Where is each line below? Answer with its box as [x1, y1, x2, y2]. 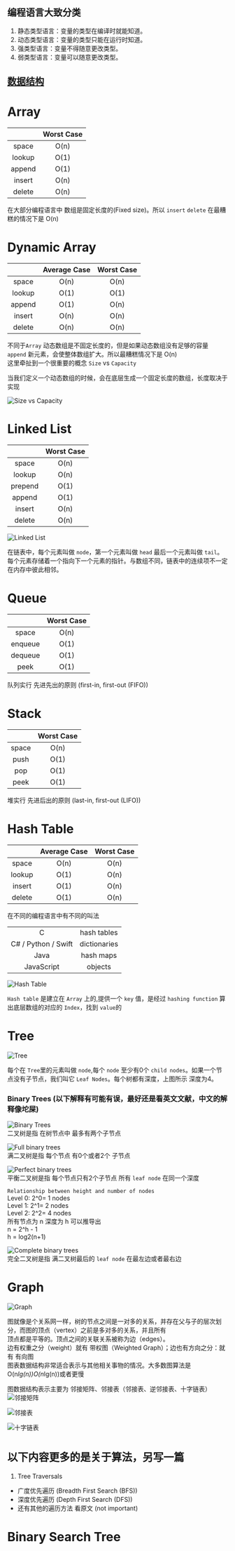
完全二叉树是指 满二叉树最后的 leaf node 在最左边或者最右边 [7, 1255, 182, 1263]
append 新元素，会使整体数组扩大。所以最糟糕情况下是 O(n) [7, 350, 178, 359]
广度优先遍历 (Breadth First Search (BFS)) [17, 1486, 138, 1495]
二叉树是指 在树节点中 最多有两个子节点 [7, 1129, 121, 1138]
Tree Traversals [17, 1472, 63, 1480]
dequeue [10, 650, 41, 660]
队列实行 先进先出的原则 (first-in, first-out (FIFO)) [7, 680, 149, 689]
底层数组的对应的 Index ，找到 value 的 [13, 1003, 122, 1011]
